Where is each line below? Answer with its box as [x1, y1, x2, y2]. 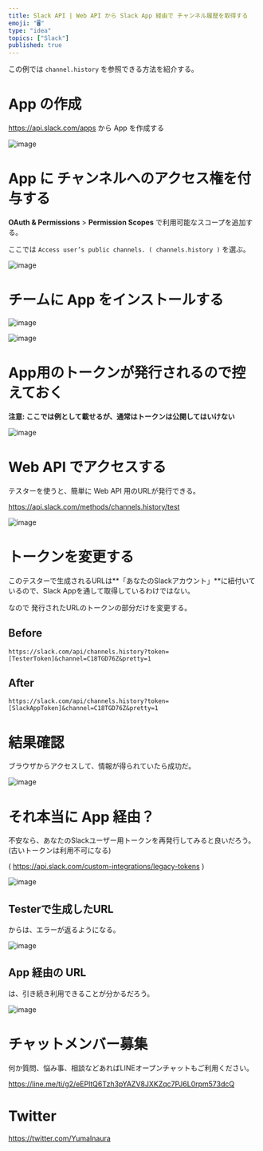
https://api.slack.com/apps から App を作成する [8, 123, 165, 133]
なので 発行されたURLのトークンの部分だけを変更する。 [8, 602, 192, 612]
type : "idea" [8, 26, 52, 34]
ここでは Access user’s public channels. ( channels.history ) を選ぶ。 [8, 244, 250, 254]
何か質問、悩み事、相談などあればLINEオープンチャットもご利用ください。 [8, 1063, 253, 1073]
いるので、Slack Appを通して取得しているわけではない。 [8, 585, 195, 595]
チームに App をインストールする [8, 291, 225, 309]
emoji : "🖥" [8, 19, 45, 27]
